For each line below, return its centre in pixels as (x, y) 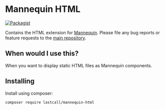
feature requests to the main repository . (46, 38)
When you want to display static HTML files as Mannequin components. (79, 65)
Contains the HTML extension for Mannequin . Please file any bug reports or (82, 32)
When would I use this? (42, 54)
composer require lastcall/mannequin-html (50, 102)
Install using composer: (29, 93)
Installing (20, 81)
